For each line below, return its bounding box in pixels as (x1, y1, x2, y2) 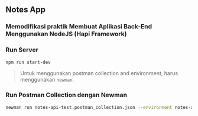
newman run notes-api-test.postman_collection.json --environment (5, 104, 173, 110)
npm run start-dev (5, 59, 51, 65)
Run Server (5, 46, 39, 54)
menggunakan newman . (20, 76, 74, 83)
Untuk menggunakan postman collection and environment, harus (20, 70, 178, 77)
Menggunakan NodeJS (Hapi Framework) (5, 30, 127, 38)
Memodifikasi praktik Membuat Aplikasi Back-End (5, 22, 152, 31)
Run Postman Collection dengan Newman (5, 91, 128, 99)
